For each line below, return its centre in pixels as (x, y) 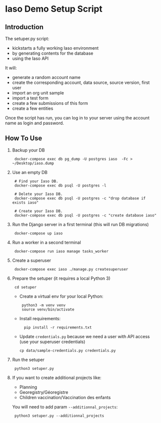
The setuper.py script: (27, 38)
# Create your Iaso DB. (39, 211)
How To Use (24, 138)
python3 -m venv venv (44, 305)
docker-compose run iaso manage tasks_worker (61, 251)
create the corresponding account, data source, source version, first (81, 82)
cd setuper (25, 287)
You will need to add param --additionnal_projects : (65, 407)
